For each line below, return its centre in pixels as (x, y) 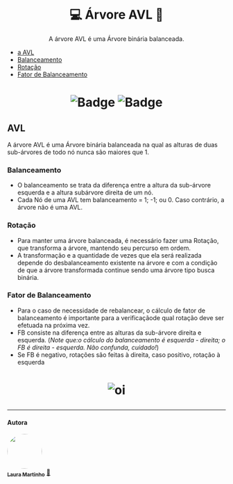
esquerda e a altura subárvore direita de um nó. (85, 192)
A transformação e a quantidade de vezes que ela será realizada (110, 255)
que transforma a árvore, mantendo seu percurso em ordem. (104, 248)
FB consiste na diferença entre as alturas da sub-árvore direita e (109, 333)
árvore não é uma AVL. (50, 208)
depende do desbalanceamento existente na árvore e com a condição (117, 262)
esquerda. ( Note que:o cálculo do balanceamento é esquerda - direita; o (121, 340)
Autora (17, 422)
